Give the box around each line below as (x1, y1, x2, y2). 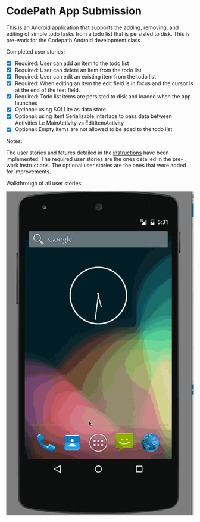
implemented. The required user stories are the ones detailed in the (6, 156, 171, 163)
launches (14, 100, 37, 107)
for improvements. (6, 168, 52, 175)
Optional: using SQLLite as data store (14, 106, 106, 113)
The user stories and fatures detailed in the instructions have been (6, 149, 170, 156)
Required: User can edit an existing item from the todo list (14, 73, 157, 80)
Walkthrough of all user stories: (6, 180, 83, 187)
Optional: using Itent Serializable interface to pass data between (14, 113, 173, 120)
